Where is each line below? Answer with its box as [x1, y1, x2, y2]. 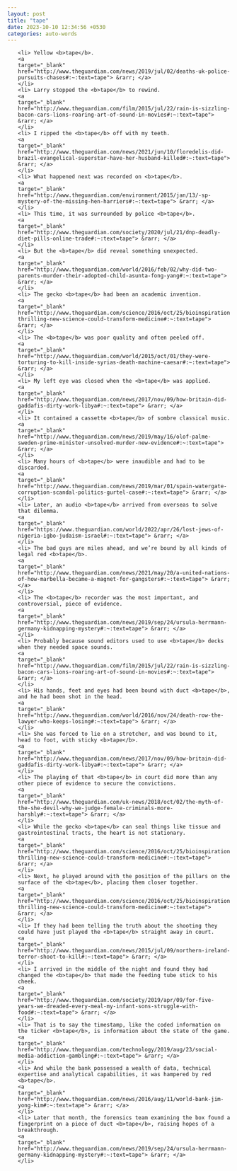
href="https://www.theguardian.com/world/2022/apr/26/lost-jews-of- [17, 526, 224, 533]
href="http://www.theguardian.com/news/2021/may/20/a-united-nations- [17, 570, 231, 577]
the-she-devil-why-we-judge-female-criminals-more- [17, 804, 173, 812]
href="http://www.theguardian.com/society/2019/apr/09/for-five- [17, 997, 214, 1004]
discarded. [17, 464, 50, 471]
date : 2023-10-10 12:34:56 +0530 [7, 23, 106, 30]
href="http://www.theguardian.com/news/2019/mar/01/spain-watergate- [17, 483, 228, 490]
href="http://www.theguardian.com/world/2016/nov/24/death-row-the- [17, 712, 224, 719]
